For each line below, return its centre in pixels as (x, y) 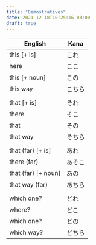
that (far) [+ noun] (35, 173)
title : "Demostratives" (36, 12)
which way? (26, 233)
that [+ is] (23, 103)
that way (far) (29, 185)
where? (20, 210)
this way (21, 89)
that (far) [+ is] (30, 151)
